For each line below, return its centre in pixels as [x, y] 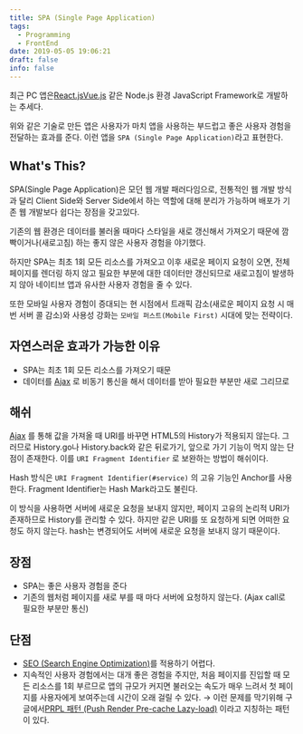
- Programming [44, 34]
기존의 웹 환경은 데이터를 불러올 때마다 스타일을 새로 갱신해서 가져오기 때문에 [145, 231]
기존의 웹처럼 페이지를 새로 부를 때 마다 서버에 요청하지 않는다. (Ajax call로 [154, 597]
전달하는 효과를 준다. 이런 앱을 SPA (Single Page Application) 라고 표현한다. [147, 137]
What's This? [47, 166]
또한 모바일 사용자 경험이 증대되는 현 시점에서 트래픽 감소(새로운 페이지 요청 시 [147, 304]
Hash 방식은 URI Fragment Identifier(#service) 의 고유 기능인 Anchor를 [142, 478]
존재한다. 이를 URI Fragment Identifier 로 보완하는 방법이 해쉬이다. [147, 459]
